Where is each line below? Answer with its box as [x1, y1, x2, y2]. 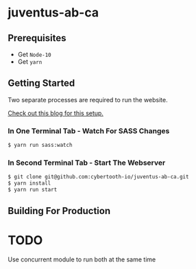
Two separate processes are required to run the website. [8, 95, 168, 104]
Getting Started [8, 78, 75, 89]
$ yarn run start [8, 187, 58, 194]
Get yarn [17, 58, 42, 66]
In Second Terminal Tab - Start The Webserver [8, 158, 166, 167]
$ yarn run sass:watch [8, 142, 73, 149]
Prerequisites [8, 32, 66, 44]
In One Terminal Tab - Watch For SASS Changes [8, 126, 170, 135]
